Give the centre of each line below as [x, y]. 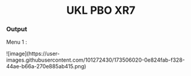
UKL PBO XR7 [101, 10]
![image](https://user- [33, 54]
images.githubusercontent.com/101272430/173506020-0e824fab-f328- [95, 60]
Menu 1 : [17, 42]
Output [17, 29]
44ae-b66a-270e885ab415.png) [46, 66]
